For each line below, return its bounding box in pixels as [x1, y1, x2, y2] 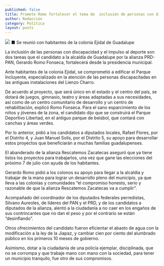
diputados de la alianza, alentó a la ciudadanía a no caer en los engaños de [5, 205, 156, 211]
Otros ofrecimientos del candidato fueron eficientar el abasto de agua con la [5, 225, 159, 231]
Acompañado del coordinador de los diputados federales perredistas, [5, 195, 145, 201]
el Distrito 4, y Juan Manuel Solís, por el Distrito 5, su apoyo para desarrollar [5, 135, 158, 141]
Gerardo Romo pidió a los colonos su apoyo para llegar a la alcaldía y [5, 170, 144, 176]
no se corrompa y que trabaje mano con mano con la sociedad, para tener [5, 250, 155, 256]
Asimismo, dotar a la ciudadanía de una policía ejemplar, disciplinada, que [5, 245, 154, 251]
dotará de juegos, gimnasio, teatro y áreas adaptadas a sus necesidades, [5, 94, 152, 100]
